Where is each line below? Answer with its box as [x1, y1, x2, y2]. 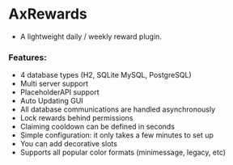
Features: [8, 52, 47, 63]
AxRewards [8, 5, 87, 23]
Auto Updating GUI [19, 96, 83, 106]
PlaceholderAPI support [19, 87, 100, 97]
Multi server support [19, 78, 89, 89]
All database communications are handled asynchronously [19, 104, 216, 114]
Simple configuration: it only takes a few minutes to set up [19, 130, 214, 140]
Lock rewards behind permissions [19, 113, 133, 123]
